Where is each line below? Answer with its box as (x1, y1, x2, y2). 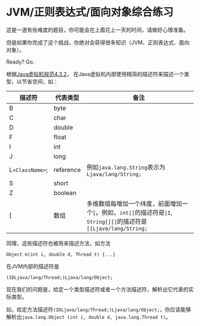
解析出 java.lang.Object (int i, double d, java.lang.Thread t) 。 (6, 313, 171, 320)
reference (53, 165, 82, 174)
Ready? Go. (6, 58, 35, 65)
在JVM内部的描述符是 (6, 262, 60, 269)
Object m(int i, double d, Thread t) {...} (6, 251, 116, 258)
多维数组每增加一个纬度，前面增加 (86, 199, 183, 208)
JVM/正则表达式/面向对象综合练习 (6, 5, 174, 19)
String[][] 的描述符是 (86, 217, 148, 225)
